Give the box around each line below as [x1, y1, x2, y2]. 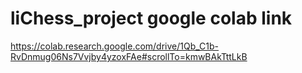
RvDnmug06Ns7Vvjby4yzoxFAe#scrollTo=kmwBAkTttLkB [10, 50, 248, 62]
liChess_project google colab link [10, 7, 293, 30]
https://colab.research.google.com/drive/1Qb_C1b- [10, 40, 220, 52]
